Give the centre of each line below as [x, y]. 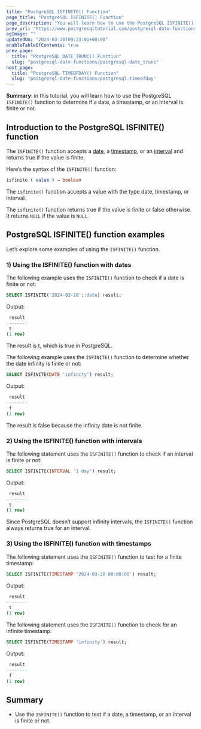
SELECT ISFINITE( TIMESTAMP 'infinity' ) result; [67, 642]
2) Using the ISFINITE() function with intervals [74, 441]
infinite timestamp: [29, 631]
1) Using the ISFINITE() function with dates [69, 264]
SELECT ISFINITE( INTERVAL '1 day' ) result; [61, 471]
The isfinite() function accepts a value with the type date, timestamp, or [98, 191]
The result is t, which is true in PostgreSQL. [60, 346]
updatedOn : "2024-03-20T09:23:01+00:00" [57, 40]
